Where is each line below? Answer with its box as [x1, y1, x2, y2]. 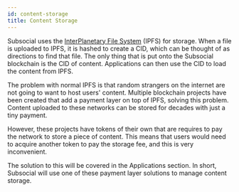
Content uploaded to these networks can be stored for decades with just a [7, 103, 225, 112]
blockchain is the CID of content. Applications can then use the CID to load [7, 59, 226, 68]
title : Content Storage [7, 17, 78, 24]
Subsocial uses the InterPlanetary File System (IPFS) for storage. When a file [7, 36, 232, 45]
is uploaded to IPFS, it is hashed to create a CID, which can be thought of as [7, 44, 230, 53]
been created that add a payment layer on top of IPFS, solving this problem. [7, 95, 229, 104]
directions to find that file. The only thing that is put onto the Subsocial [7, 51, 213, 60]
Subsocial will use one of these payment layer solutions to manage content [7, 169, 228, 177]
